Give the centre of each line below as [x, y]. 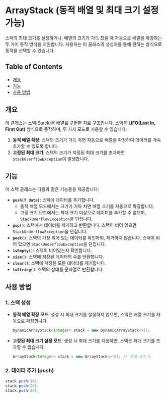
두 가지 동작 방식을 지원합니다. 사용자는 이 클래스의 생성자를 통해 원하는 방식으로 [84, 44]
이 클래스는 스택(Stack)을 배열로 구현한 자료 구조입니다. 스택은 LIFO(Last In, [80, 123]
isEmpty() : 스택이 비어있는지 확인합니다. [52, 251]
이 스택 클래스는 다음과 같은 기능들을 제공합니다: [52, 189]
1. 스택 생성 [18, 303]
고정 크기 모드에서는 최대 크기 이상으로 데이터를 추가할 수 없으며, [83, 213]
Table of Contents [34, 67]
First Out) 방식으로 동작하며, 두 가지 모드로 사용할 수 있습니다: [66, 129]
